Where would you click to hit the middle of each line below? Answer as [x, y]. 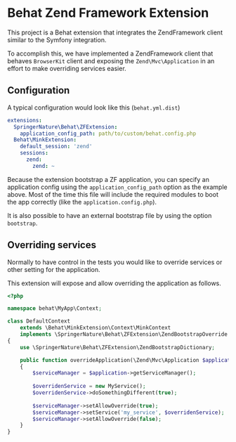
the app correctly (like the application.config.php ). [82, 202]
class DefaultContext [39, 321]
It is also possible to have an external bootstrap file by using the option [110, 215]
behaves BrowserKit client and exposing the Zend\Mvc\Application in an [111, 60]
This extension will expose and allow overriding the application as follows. [114, 283]
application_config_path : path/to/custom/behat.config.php [108, 134]
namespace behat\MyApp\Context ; [54, 308]
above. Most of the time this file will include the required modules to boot [113, 194]
